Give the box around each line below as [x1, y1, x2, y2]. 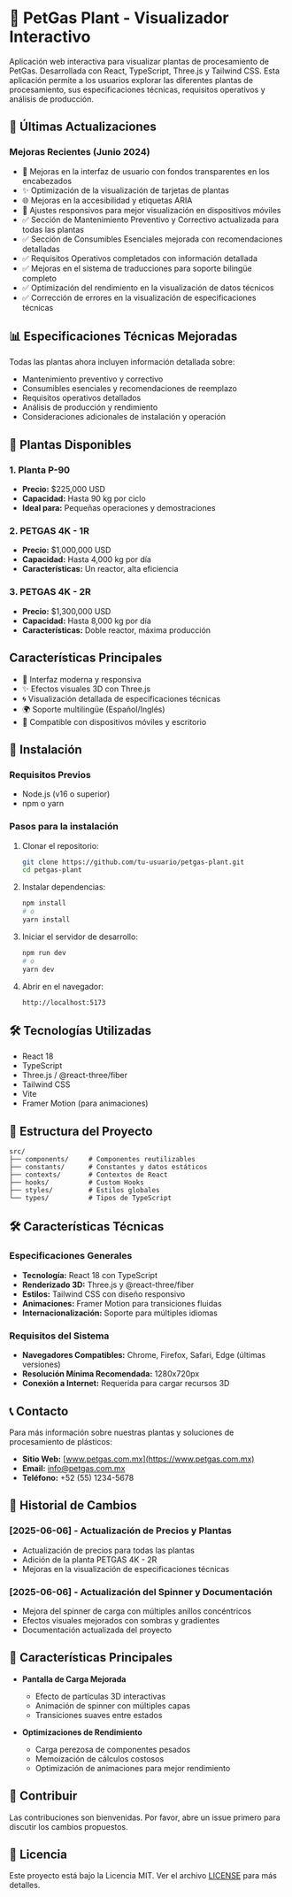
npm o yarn [21, 798, 65, 809]
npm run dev [21, 948, 66, 957]
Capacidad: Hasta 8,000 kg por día [21, 615, 152, 626]
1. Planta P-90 [9, 464, 71, 476]
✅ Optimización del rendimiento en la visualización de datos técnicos [21, 282, 274, 293]
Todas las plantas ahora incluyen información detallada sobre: [9, 357, 235, 367]
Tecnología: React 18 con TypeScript [21, 1269, 158, 1280]
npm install [21, 898, 66, 908]
